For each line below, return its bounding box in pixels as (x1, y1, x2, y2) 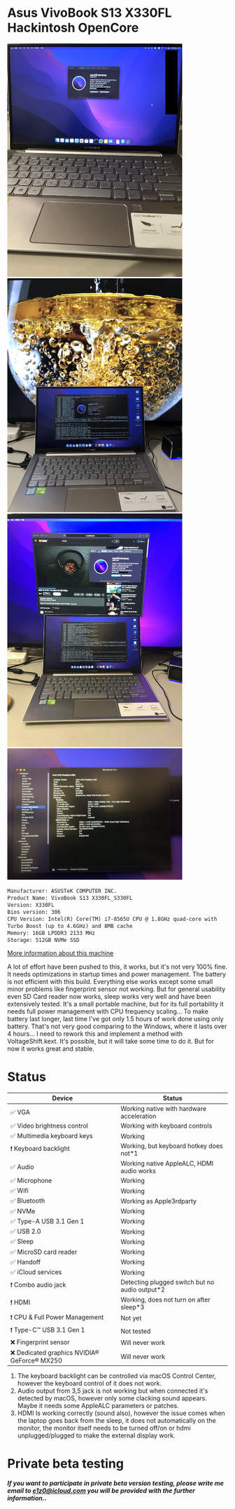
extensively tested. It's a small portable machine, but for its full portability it (7, 999, 224, 1008)
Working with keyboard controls (120, 1121, 213, 1130)
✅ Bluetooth (10, 1196, 45, 1205)
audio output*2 (120, 1285, 166, 1294)
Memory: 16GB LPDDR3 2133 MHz (7, 929, 96, 936)
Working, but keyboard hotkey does (120, 1142, 223, 1150)
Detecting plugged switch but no (120, 1278, 215, 1287)
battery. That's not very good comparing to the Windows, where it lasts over (7, 1022, 227, 1030)
